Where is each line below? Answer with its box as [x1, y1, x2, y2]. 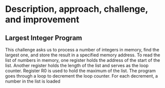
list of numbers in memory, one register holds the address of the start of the [5, 57, 160, 63]
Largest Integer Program [5, 34, 82, 42]
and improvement [5, 14, 80, 25]
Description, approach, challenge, [5, 3, 148, 15]
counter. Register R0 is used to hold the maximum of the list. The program [5, 68, 156, 74]
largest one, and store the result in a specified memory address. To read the [5, 52, 161, 58]
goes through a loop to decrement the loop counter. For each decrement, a [5, 73, 158, 79]
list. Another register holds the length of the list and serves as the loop [5, 63, 149, 68]
